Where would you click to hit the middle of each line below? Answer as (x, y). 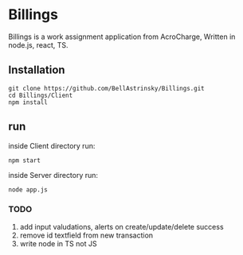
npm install (28, 102)
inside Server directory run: (53, 175)
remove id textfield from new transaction (86, 235)
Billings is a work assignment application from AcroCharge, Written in (122, 37)
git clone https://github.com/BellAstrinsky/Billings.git (106, 88)
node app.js (28, 189)
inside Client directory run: (52, 145)
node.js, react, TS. (38, 44)
